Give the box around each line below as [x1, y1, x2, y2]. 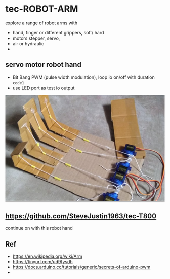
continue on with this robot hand [5, 225, 73, 231]
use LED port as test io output [12, 85, 75, 91]
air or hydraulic [12, 40, 45, 46]
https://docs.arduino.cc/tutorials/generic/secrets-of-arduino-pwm [12, 264, 151, 270]
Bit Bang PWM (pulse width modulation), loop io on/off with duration [12, 74, 155, 80]
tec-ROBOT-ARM [5, 3, 78, 15]
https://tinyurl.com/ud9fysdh [12, 258, 73, 264]
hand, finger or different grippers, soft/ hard [12, 29, 104, 36]
